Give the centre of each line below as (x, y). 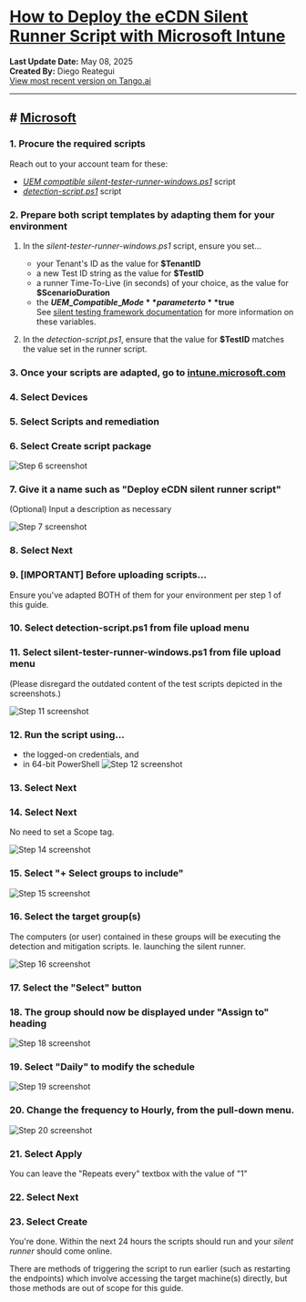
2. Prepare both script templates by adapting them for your (142, 214)
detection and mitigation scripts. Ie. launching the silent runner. (127, 946)
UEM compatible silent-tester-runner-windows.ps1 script (129, 181)
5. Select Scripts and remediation (84, 421)
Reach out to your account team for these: (89, 164)
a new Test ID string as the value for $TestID (120, 273)
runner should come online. (61, 1251)
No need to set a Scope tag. (62, 832)
